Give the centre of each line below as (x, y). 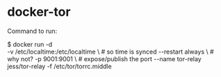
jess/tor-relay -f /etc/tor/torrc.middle (60, 66)
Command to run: (32, 31)
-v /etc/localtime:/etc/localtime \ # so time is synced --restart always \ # (110, 52)
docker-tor (39, 12)
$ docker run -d (30, 44)
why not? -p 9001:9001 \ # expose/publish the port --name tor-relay (104, 58)
